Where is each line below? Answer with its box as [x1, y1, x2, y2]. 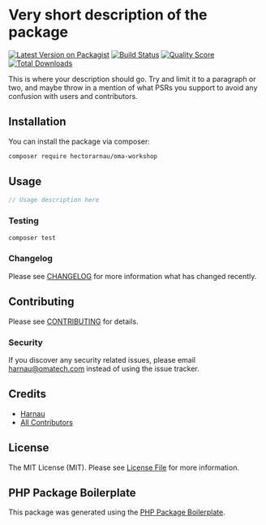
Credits [8, 387, 47, 401]
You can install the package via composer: [8, 136, 150, 146]
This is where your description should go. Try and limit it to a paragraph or [8, 74, 257, 84]
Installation [8, 115, 66, 129]
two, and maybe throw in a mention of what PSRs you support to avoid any [8, 83, 258, 93]
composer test [8, 234, 57, 242]
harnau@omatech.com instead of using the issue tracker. [8, 364, 200, 373]
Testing [8, 215, 39, 226]
